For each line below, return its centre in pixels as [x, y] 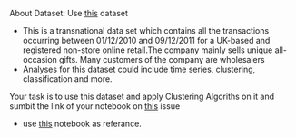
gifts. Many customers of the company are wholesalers [162, 59]
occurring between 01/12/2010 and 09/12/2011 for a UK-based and [146, 40]
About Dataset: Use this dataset [69, 13]
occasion [39, 59]
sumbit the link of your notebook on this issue [95, 106]
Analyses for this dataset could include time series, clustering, [139, 69]
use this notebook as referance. [82, 123]
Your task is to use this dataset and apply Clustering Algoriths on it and [142, 96]
